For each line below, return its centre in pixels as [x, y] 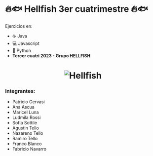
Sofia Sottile [25, 123]
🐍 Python [21, 50]
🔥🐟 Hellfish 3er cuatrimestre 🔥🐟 [76, 9]
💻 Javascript [26, 43]
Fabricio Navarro [29, 149]
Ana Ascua [23, 107]
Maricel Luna [25, 112]
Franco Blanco [27, 144]
